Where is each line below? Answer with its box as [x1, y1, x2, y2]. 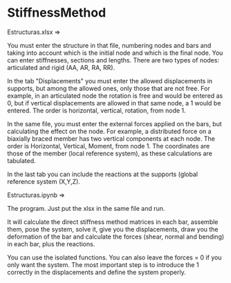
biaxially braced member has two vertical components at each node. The [7, 134, 216, 143]
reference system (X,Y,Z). [7, 177, 81, 185]
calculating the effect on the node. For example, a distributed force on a [7, 127, 212, 135]
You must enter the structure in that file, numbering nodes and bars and [7, 41, 212, 49]
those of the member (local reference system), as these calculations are [7, 149, 212, 157]
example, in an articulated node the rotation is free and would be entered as [7, 92, 223, 100]
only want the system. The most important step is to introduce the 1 [7, 260, 199, 268]
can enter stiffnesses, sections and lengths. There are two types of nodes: [7, 55, 220, 64]
